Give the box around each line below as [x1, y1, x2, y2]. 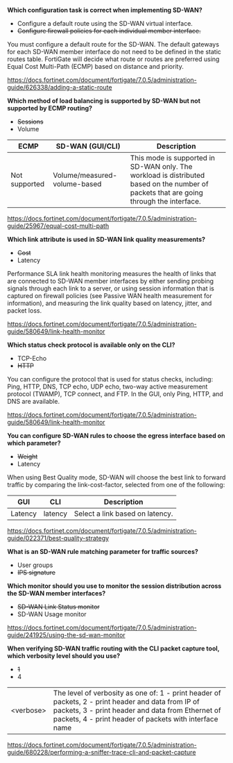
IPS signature [17, 568, 55, 576]
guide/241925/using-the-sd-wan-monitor [7, 631, 126, 639]
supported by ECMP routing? [7, 104, 92, 112]
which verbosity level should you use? [7, 652, 121, 659]
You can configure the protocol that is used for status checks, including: [7, 375, 214, 383]
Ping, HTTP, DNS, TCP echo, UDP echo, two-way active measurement [7, 382, 208, 391]
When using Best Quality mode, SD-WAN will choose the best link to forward [7, 473, 226, 482]
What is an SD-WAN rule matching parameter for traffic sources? [7, 548, 199, 555]
